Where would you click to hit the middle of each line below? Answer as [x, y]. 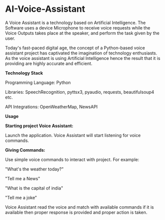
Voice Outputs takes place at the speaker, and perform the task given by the [82, 33]
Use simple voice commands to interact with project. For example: [72, 159]
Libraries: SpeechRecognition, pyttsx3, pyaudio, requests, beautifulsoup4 [80, 92]
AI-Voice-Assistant [45, 9]
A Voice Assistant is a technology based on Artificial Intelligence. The [76, 23]
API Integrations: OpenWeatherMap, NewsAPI [51, 107]
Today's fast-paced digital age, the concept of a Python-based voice [75, 48]
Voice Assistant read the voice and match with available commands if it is [80, 207]
